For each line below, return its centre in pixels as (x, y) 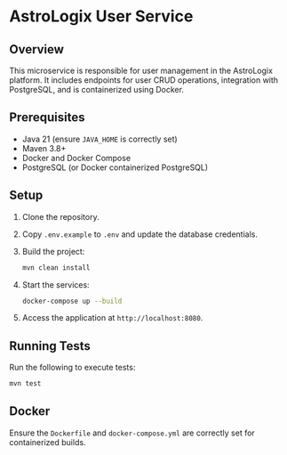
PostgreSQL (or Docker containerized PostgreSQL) (115, 167)
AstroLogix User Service (101, 16)
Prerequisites (47, 118)
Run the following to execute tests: (72, 368)
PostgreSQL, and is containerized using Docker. (97, 89)
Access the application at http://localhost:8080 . (112, 318)
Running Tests (50, 346)
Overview (37, 49)
